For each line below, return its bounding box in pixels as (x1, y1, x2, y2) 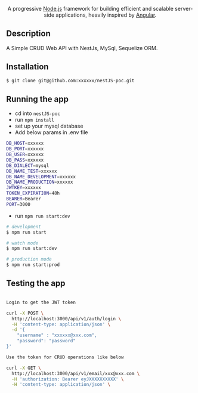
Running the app (6, 94, 69, 104)
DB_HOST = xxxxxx (6, 140, 44, 147)
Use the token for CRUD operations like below (6, 354, 124, 360)
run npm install (14, 116, 55, 123)
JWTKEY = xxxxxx (6, 185, 42, 191)
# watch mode (6, 240, 39, 246)
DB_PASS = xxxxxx (6, 157, 44, 163)
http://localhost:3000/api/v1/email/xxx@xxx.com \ (11, 370, 140, 376)
